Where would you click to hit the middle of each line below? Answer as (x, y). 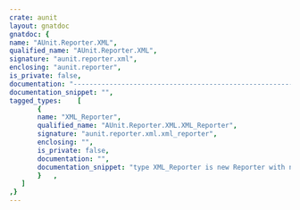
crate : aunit (33, 17)
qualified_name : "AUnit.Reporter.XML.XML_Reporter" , (137, 126)
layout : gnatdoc (39, 26)
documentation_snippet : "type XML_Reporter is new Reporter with (161, 167)
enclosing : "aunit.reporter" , (66, 68)
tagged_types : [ (46, 101)
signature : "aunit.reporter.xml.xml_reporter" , (127, 134)
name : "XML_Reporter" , (79, 117)
